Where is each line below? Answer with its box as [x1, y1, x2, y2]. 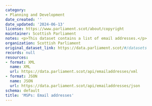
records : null [5, 50, 36, 55]
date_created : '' [5, 17, 42, 22]
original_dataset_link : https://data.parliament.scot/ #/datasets [5, 45, 147, 50]
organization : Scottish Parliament [5, 41, 81, 46]
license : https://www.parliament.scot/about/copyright [5, 26, 124, 32]
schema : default [5, 88, 40, 93]
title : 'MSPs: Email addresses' [5, 93, 74, 98]
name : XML [10, 64, 31, 69]
